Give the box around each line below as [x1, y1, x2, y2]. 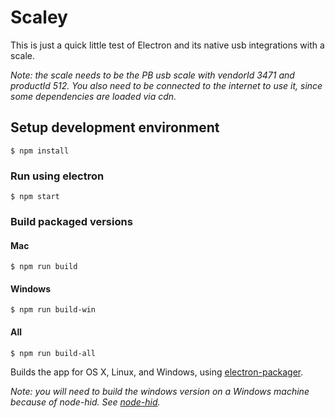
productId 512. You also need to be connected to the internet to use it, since [10, 79, 323, 91]
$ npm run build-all [10, 348, 97, 358]
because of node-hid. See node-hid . [10, 396, 161, 408]
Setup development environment [10, 119, 220, 136]
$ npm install [10, 146, 70, 156]
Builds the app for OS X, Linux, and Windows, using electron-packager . [10, 366, 304, 378]
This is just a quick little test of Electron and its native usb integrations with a [10, 39, 325, 51]
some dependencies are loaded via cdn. [10, 90, 177, 102]
